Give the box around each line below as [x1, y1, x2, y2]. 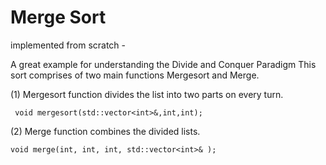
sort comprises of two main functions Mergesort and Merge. [10, 69, 260, 81]
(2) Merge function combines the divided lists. [10, 125, 201, 137]
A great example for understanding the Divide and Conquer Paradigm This [10, 58, 317, 70]
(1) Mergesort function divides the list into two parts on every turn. [10, 88, 284, 100]
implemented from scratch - [10, 39, 127, 51]
